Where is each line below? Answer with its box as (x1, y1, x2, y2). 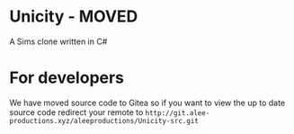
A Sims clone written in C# (9, 36, 108, 47)
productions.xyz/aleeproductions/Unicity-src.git (9, 116, 200, 125)
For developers (9, 67, 124, 88)
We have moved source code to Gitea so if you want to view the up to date (9, 97, 286, 108)
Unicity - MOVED (9, 6, 138, 27)
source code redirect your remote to (9, 106, 144, 118)
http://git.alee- (145, 108, 210, 118)
